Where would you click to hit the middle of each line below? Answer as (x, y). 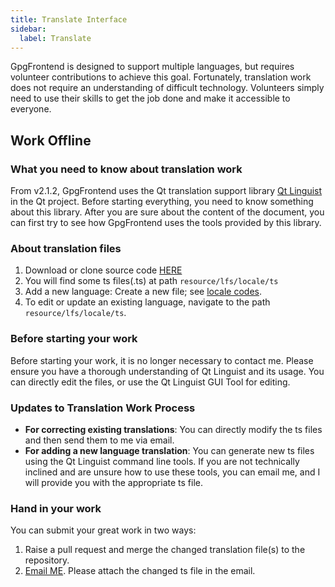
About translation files (66, 248)
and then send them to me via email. (99, 440)
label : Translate (55, 38)
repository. (47, 560)
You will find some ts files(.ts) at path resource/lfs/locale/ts (151, 281)
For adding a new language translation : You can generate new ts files (169, 450)
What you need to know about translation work (126, 169)
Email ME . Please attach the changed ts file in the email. (140, 571)
